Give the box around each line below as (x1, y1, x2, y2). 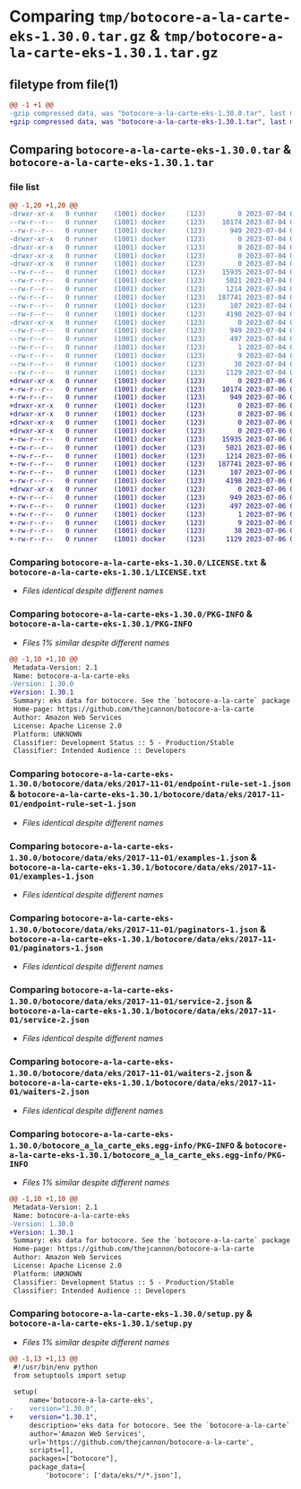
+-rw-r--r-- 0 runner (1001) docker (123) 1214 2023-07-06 (9, 451, 287, 460)
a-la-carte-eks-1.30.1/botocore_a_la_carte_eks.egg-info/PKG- (9, 1150, 287, 1160)
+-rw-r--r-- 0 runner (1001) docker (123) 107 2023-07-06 (9, 469, 287, 477)
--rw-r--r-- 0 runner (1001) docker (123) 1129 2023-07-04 (9, 368, 287, 377)
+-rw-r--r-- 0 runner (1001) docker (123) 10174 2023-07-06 (9, 384, 287, 394)
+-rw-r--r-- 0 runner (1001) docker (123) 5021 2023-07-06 (9, 442, 287, 452)
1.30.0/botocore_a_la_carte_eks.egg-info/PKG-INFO (9, 1140, 235, 1151)
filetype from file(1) (9, 76, 119, 92)
